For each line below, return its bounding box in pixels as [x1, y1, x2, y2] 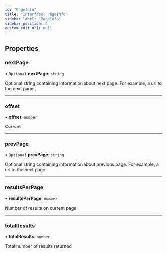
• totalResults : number [5, 234, 51, 239]
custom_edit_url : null [5, 26, 52, 31]
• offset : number [5, 114, 37, 120]
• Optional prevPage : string [5, 152, 64, 158]
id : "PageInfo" [5, 7, 37, 12]
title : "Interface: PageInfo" [5, 12, 68, 17]
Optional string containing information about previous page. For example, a [5, 161, 159, 167]
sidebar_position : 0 [5, 21, 48, 26]
